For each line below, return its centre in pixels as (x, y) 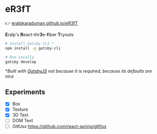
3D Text (20, 115)
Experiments (25, 92)
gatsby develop (21, 62)
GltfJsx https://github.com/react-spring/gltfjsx (59, 126)
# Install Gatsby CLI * (30, 44)
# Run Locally (20, 57)
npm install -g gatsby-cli (33, 48)
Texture (20, 109)
